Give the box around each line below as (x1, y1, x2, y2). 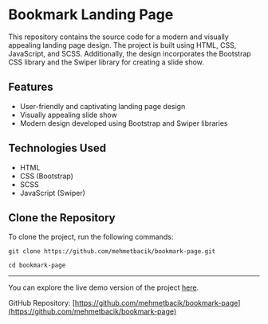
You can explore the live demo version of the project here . (8, 283, 199, 292)
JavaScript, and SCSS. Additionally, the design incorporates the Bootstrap (8, 49, 251, 58)
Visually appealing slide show (19, 110, 117, 119)
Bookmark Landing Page (8, 6, 174, 24)
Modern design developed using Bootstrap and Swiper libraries (19, 118, 228, 128)
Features (8, 80, 53, 94)
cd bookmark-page (8, 261, 66, 270)
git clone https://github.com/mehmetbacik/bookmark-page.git (8, 248, 216, 256)
